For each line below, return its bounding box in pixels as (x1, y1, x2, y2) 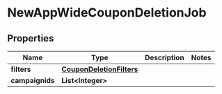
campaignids (10, 76, 55, 85)
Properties (7, 32, 54, 44)
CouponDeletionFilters (61, 64, 138, 74)
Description (145, 53, 184, 62)
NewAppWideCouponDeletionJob (7, 5, 207, 21)
